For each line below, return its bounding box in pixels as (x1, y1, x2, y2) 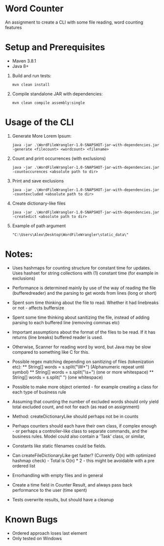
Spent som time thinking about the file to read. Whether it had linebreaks (12, 300, 159, 305)
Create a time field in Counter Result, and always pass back (12, 482, 133, 487)
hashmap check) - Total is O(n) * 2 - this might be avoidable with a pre (12, 457, 155, 463)
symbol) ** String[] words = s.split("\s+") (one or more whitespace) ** (12, 369, 154, 375)
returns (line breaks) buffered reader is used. (12, 334, 103, 340)
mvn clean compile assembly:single (12, 100, 85, 105)
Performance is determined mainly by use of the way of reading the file (12, 285, 156, 291)
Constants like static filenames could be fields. (12, 443, 107, 449)
